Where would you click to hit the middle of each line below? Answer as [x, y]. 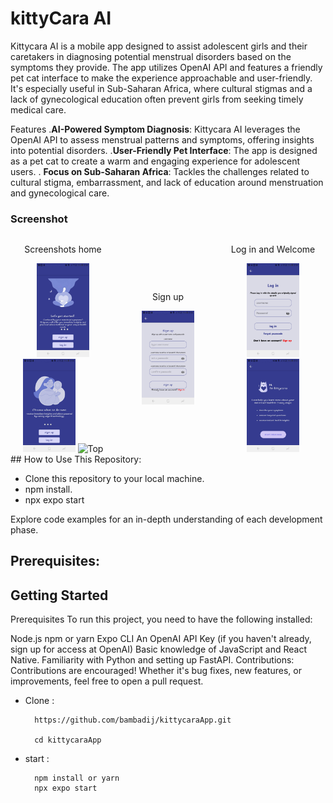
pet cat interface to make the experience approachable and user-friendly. [161, 78]
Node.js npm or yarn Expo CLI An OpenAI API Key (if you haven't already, [161, 639]
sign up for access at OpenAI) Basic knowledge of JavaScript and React [159, 649]
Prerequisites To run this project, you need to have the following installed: [161, 619]
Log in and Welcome [273, 249]
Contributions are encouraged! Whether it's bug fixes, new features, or [156, 671]
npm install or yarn [77, 778]
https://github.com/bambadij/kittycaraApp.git [133, 720]
